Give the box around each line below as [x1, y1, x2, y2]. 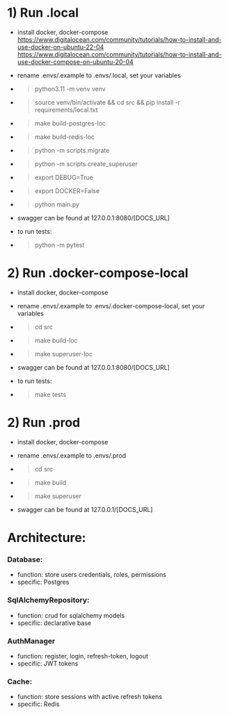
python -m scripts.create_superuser [34, 159, 138, 168]
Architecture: [7, 530, 86, 545]
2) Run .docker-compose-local [7, 265, 189, 281]
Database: [7, 555, 43, 564]
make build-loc [34, 336, 78, 345]
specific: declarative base [17, 619, 92, 627]
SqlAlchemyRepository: [7, 595, 90, 605]
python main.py [34, 200, 80, 209]
